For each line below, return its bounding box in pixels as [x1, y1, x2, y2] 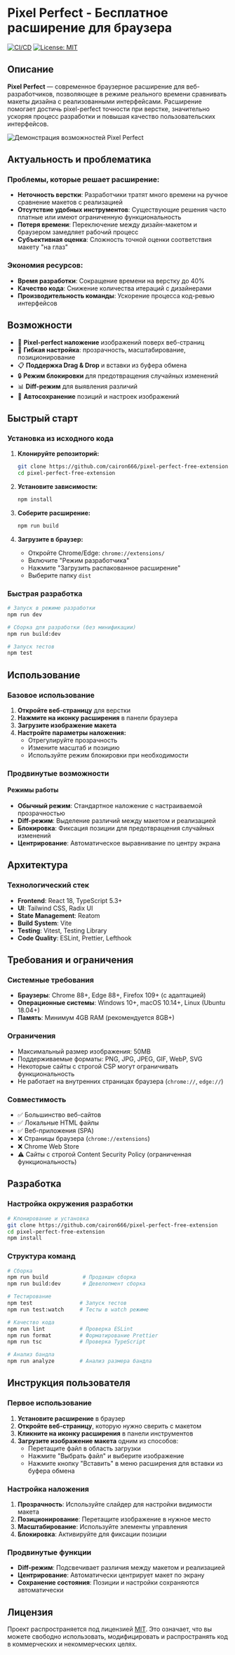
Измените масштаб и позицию [27, 743, 121, 752]
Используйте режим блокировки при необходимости [27, 750, 189, 759]
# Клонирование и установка [7, 1215, 90, 1222]
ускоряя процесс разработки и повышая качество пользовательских [7, 112, 216, 120]
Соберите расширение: [17, 509, 91, 517]
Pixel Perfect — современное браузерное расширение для [7, 82, 184, 91]
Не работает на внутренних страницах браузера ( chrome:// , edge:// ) [17, 1077, 224, 1085]
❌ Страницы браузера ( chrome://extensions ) [17, 1135, 151, 1143]
